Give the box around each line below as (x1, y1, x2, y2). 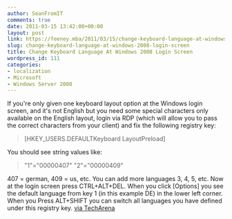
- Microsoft (7, 74, 41, 81)
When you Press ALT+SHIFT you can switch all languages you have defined (7, 197, 222, 205)
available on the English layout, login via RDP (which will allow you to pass (7, 114, 217, 123)
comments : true (7, 17, 51, 23)
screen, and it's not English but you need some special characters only (7, 107, 209, 115)
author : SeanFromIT (7, 10, 64, 17)
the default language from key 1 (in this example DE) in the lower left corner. (7, 189, 223, 198)
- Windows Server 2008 (7, 81, 72, 87)
